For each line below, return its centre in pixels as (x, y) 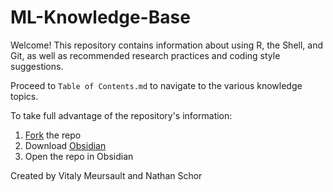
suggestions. (37, 66)
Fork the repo (53, 135)
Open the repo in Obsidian (79, 156)
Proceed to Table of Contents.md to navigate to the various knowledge (156, 85)
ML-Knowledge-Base (100, 17)
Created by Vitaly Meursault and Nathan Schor (106, 175)
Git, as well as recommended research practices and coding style (145, 55)
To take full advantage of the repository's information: (121, 115)
